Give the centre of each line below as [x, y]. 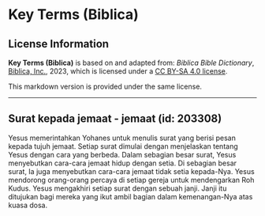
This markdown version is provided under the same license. [105, 86]
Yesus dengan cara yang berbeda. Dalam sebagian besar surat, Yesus [122, 154]
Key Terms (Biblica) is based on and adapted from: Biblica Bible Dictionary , [131, 63]
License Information [58, 44]
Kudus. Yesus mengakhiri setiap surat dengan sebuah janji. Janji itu [118, 188]
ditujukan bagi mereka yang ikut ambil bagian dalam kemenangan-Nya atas [131, 196]
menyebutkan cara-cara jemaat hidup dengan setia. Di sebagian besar [123, 163]
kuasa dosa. [28, 205]
